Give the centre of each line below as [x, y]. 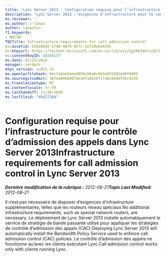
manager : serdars [23, 65]
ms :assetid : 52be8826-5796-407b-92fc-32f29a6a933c [58, 46]
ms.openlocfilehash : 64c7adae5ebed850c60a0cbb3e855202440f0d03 [72, 74]
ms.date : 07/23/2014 [26, 60]
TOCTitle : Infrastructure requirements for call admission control [76, 42]
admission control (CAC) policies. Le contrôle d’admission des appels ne [79, 239]
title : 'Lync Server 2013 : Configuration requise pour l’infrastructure [83, 10]
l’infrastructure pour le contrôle [71, 132]
